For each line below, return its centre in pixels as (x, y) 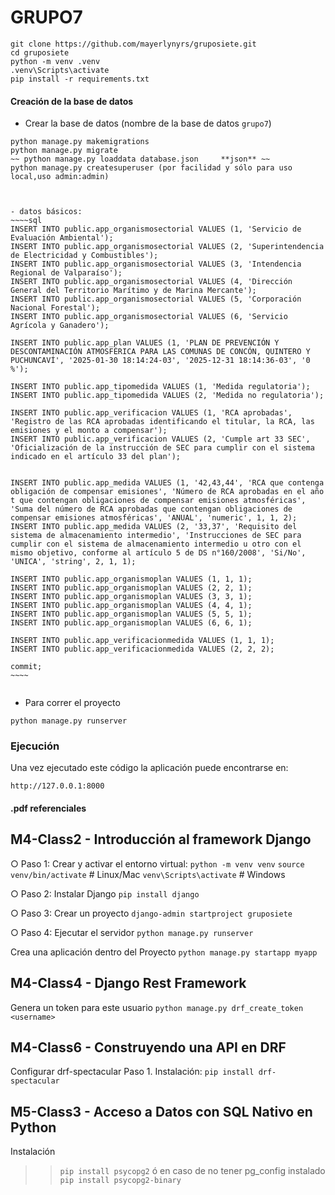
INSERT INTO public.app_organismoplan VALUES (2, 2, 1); (131, 588)
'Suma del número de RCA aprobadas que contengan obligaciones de (151, 509)
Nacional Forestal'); (55, 308)
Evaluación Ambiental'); (62, 238)
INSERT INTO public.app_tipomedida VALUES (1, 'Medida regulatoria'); (160, 387)
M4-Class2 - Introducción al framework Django (161, 839)
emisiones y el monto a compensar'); (89, 431)
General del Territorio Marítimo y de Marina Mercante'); (133, 291)
